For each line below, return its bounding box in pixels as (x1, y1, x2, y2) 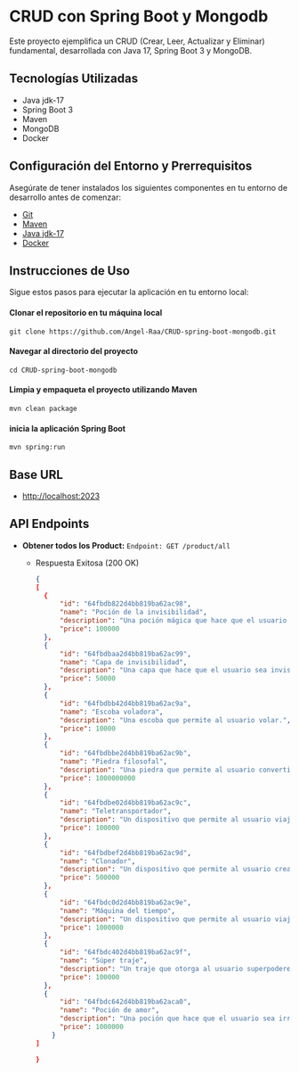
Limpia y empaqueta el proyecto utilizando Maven (9, 384, 198, 395)
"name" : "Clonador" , (59, 856, 136, 866)
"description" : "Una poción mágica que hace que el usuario (59, 616, 287, 625)
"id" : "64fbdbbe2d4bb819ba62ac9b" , (59, 749, 191, 758)
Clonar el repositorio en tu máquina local (9, 307, 163, 317)
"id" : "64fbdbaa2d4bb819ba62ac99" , (59, 649, 191, 658)
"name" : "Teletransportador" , (59, 807, 172, 816)
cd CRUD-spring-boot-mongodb (9, 366, 117, 375)
